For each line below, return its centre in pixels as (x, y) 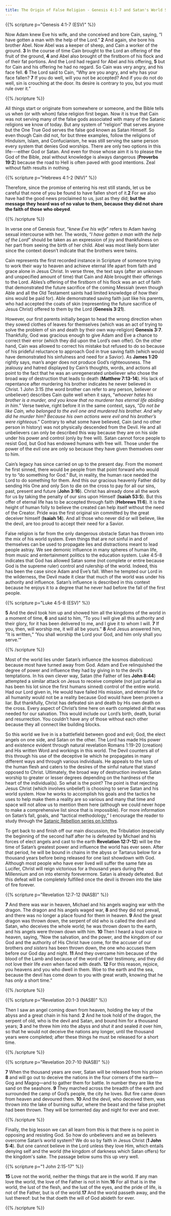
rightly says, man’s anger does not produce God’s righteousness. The (78, 362)
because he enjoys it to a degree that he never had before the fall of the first (85, 587)
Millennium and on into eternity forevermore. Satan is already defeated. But (84, 874)
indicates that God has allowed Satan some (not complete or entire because (85, 560)
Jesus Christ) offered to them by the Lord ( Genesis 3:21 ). (65, 309)
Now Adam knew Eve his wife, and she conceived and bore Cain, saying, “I (84, 34)
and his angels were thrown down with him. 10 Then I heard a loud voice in (83, 931)
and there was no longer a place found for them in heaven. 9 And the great (84, 915)
